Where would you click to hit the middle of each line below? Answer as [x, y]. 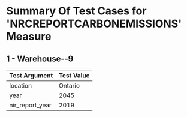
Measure [29, 37]
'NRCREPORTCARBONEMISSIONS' [94, 24]
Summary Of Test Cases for [76, 11]
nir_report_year [31, 105]
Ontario [69, 85]
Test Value [74, 75]
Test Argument [31, 75]
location [20, 85]
